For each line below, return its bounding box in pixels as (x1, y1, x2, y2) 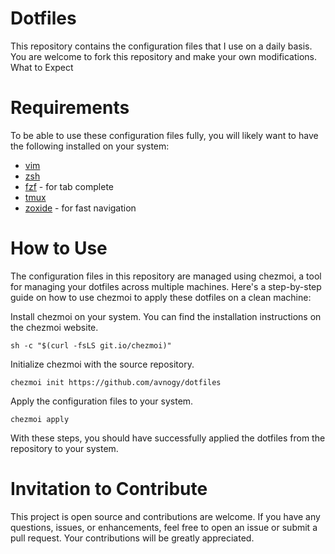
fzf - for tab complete (24, 180, 115, 192)
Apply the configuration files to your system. (10, 395, 194, 407)
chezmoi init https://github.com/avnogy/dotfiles (10, 377, 222, 387)
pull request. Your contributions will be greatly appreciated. (10, 532, 255, 544)
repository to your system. (10, 442, 119, 454)
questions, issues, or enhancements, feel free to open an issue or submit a (10, 521, 318, 533)
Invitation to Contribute (10, 478, 208, 500)
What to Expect (10, 61, 74, 73)
